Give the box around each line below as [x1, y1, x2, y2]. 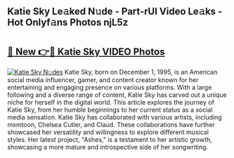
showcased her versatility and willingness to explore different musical [7, 128, 209, 136]
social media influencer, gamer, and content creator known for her [7, 76, 199, 84]
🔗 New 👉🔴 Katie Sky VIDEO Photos [7, 46, 165, 58]
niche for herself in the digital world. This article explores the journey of [7, 98, 214, 106]
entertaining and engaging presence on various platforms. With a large [7, 84, 212, 91]
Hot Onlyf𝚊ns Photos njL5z [7, 17, 129, 29]
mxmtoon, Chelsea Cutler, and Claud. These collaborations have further [7, 121, 216, 129]
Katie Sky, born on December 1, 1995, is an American [64, 68, 218, 76]
